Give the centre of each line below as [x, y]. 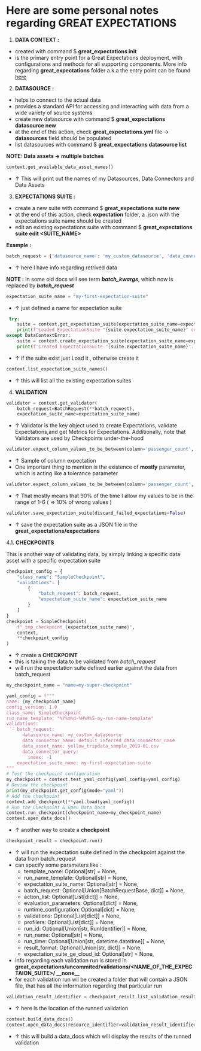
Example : [19, 245]
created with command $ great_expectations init [76, 51]
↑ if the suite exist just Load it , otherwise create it [77, 358]
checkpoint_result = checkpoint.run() [54, 841]
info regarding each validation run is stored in [71, 961]
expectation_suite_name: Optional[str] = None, [81, 884]
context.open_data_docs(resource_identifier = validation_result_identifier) [103, 1025]
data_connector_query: [50, 752]
